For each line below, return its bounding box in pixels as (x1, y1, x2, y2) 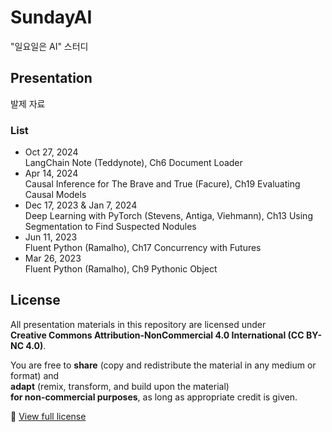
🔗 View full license (10, 410, 87, 422)
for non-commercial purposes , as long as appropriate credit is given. (10, 391, 298, 403)
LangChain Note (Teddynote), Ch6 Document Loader (24, 157, 243, 169)
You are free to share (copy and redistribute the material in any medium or (10, 359, 317, 371)
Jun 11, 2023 (24, 231, 78, 243)
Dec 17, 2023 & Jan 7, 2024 (24, 199, 138, 211)
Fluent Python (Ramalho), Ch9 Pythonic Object (24, 263, 218, 275)
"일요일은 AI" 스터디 (10, 40, 89, 52)
